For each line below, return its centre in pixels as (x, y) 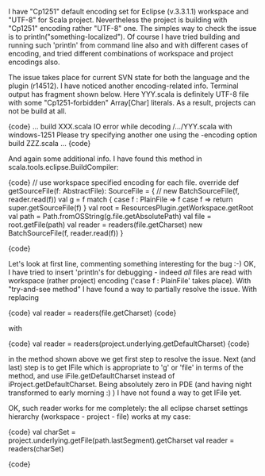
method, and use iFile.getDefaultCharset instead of (92, 376)
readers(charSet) (36, 449)
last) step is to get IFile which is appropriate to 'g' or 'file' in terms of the (126, 367)
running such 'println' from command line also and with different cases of (128, 45)
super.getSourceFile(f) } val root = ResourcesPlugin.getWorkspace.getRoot (131, 208)
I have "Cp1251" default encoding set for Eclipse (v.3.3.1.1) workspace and (129, 12)
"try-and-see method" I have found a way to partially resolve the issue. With (133, 289)
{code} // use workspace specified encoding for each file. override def (124, 182)
